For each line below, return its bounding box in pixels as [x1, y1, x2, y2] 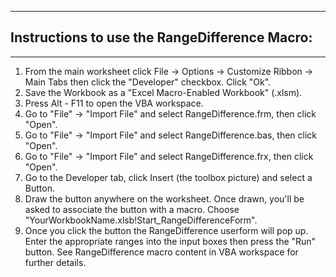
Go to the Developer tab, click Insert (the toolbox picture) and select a [24, 171, 313, 183]
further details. [24, 256, 87, 268]
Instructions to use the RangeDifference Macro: [10, 29, 313, 46]
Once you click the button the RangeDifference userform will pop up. [24, 224, 309, 236]
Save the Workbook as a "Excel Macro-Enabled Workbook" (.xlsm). [24, 86, 303, 98]
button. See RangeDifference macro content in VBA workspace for [24, 246, 299, 258]
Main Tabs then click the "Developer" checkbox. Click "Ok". [24, 76, 272, 88]
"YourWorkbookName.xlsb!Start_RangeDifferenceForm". [24, 214, 258, 226]
